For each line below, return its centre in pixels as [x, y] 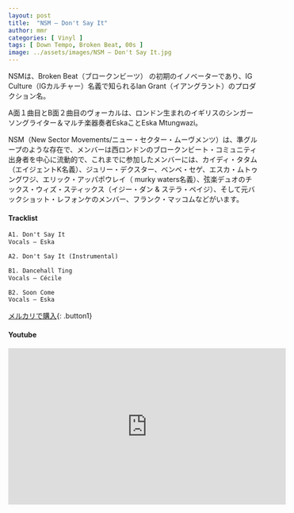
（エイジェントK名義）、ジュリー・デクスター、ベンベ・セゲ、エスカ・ [123, 169]
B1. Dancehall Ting [40, 271]
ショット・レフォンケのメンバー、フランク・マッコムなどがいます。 [133, 199]
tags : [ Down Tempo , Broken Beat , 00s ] [76, 45]
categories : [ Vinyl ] [46, 38]
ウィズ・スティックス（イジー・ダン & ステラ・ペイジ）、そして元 [141, 189]
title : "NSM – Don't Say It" [58, 23]
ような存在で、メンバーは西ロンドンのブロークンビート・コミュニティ [143, 149]
